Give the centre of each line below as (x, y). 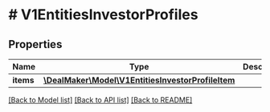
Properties (35, 44)
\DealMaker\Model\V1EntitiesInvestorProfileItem (139, 80)
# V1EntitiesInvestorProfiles (103, 15)
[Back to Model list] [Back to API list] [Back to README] (100, 100)
